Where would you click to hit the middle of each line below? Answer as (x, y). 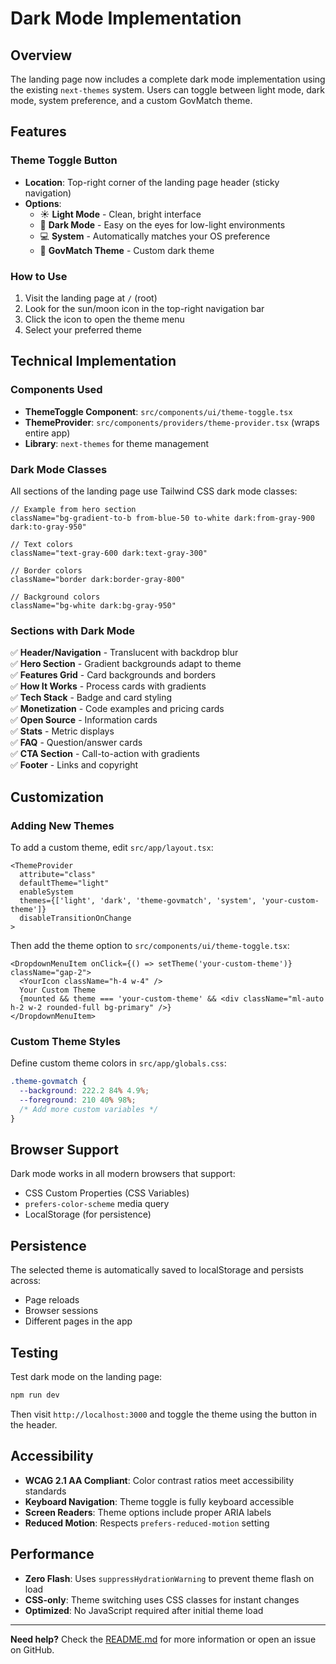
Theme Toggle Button (64, 160)
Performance (52, 1554)
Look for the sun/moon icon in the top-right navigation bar (144, 308)
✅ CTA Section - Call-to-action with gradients (105, 754)
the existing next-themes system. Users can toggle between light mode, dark (167, 90)
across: (26, 1281)
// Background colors (55, 597)
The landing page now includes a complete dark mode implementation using (168, 79)
